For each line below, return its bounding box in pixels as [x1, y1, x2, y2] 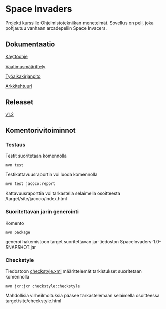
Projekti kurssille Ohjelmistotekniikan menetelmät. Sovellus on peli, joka [5, 20, 154, 26]
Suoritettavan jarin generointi [5, 208, 79, 215]
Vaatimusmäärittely [5, 63, 46, 69]
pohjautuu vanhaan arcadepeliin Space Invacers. [5, 25, 107, 31]
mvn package [5, 230, 30, 235]
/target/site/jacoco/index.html [5, 196, 67, 202]
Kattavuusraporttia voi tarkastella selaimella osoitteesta [5, 190, 120, 196]
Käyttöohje [5, 53, 28, 59]
